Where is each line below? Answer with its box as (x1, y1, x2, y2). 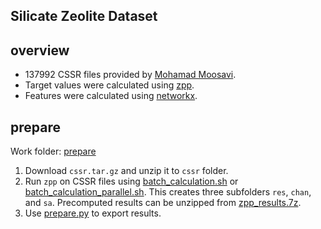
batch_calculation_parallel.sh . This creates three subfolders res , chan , (24, 186, 312, 198)
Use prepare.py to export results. (24, 207, 162, 219)
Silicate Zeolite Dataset (10, 8, 158, 25)
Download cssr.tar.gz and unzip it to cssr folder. (24, 165, 229, 177)
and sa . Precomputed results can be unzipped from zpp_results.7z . (24, 197, 302, 209)
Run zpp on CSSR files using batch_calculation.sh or (24, 175, 239, 188)
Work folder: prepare (10, 145, 97, 158)
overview (10, 42, 70, 59)
